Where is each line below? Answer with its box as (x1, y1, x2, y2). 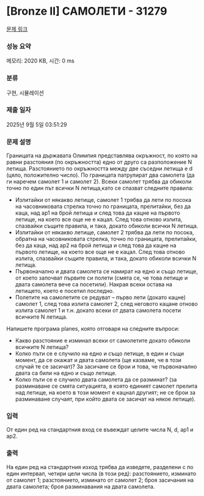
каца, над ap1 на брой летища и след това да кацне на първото (15, 209, 180, 217)
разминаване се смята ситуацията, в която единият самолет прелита (15, 382, 198, 390)
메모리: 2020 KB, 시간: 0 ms (6, 57, 75, 65)
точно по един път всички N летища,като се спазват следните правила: (6, 185, 194, 192)
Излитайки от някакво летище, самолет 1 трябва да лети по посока (15, 196, 192, 204)
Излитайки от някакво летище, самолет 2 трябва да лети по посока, (15, 229, 194, 236)
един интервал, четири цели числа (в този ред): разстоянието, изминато (6, 470, 197, 477)
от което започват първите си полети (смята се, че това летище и (15, 274, 188, 282)
